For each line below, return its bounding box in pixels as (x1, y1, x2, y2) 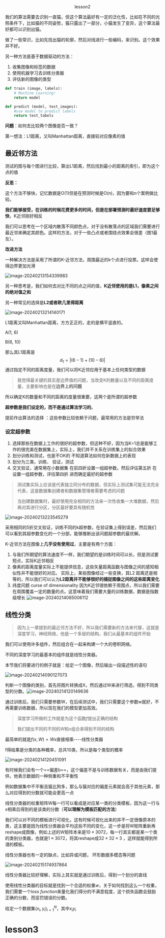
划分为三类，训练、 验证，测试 (12, 459, 74, 465)
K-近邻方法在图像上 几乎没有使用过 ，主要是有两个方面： (5, 541, 117, 547)
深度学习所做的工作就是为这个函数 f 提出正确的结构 (17, 715, 118, 721)
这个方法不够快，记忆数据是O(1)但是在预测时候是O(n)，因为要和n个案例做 (5, 190, 154, 196)
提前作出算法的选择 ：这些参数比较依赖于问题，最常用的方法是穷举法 (5, 415, 144, 420)
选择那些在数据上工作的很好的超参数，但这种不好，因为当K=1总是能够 (12, 440, 153, 447)
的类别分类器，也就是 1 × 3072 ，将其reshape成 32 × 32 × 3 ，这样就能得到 (5, 835, 154, 841)
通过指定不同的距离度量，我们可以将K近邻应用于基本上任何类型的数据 (5, 366, 146, 373)
